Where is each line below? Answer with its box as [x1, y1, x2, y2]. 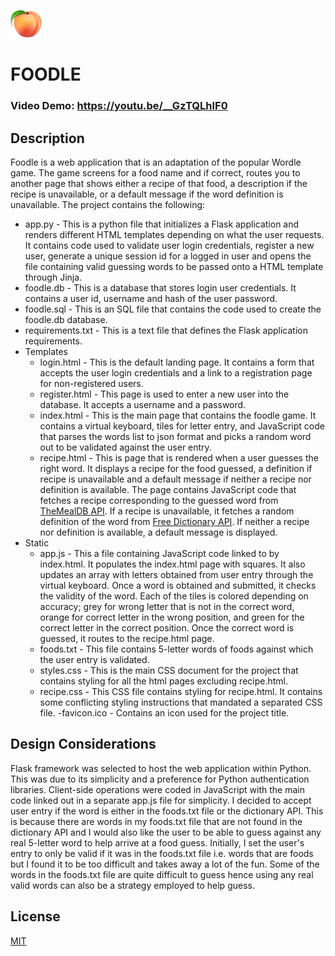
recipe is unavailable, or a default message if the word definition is [10, 188, 284, 200]
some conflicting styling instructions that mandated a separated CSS [39, 696, 323, 708]
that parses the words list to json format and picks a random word [39, 430, 312, 442]
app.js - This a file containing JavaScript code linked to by [39, 547, 280, 559]
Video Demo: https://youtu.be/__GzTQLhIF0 [10, 99, 228, 113]
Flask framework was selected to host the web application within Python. [10, 762, 312, 774]
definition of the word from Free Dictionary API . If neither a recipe [39, 515, 310, 527]
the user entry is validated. [39, 653, 150, 665]
